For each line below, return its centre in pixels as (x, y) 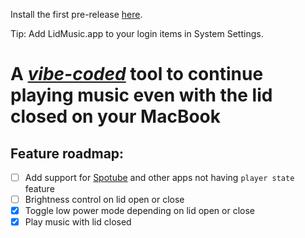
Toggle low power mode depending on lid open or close (139, 211)
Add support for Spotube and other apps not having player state (159, 177)
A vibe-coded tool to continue (137, 74)
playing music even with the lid (141, 95)
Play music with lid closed (78, 222)
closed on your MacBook (116, 116)
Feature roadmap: (67, 153)
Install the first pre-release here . (76, 14)
